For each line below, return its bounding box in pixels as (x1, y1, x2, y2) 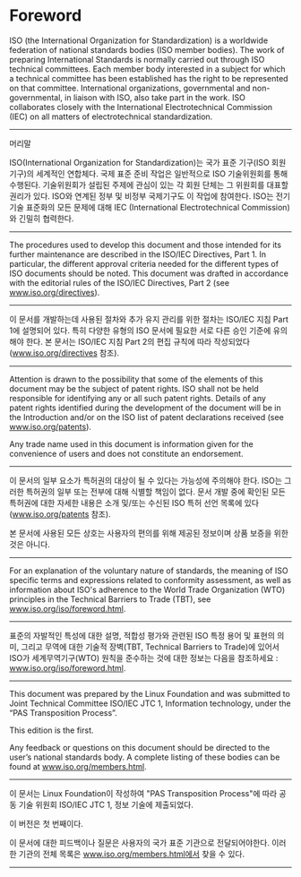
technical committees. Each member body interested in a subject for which (9, 64, 286, 74)
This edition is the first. (9, 725, 94, 735)
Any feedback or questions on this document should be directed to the (9, 742, 271, 752)
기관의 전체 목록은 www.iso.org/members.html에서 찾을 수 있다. (18, 848, 245, 859)
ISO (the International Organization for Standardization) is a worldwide (9, 35, 269, 46)
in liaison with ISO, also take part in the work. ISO (64, 91, 246, 103)
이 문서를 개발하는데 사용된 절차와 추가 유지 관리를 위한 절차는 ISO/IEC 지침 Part (9, 314, 288, 324)
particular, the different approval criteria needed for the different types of (9, 258, 279, 269)
